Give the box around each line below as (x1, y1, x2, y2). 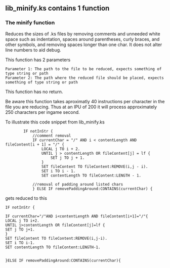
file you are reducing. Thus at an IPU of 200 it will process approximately (5, 104, 157, 110)
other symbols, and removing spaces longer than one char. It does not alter (5, 41, 162, 48)
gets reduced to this (5, 195, 47, 201)
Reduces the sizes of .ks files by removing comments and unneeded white (5, 30, 160, 37)
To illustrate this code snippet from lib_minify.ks (5, 119, 105, 125)
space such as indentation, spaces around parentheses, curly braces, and (5, 36, 160, 42)
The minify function (5, 19, 55, 26)
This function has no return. (5, 88, 63, 95)
